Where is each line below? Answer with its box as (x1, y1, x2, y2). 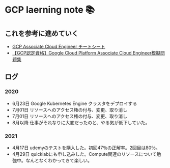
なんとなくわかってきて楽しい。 (25, 157, 93, 163)
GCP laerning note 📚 (5, 4, 95, 16)
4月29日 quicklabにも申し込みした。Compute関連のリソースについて (12, 151, 157, 157)
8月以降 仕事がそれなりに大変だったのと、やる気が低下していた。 (12, 119, 150, 125)
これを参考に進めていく (5, 29, 78, 38)
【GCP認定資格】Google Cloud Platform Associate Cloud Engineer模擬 (12, 50, 161, 56)
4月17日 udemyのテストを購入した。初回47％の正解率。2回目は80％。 (12, 145, 161, 151)
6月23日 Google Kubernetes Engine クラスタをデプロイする (12, 100, 137, 106)
